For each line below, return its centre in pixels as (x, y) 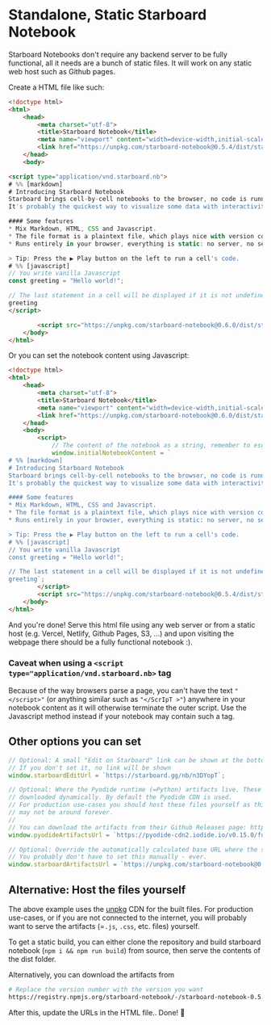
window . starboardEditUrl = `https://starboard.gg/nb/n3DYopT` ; (117, 775)
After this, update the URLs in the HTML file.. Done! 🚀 (97, 1012)
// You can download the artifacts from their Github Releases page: (128, 827)
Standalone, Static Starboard (108, 15)
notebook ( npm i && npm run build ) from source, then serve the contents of (134, 950)
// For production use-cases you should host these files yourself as (129, 805)
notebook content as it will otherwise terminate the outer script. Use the (128, 708)
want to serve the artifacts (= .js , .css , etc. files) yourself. (104, 926)
